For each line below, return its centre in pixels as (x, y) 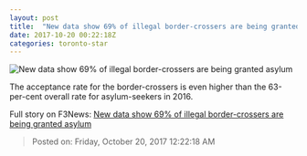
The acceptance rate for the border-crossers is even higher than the (138, 87)
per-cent (26, 97)
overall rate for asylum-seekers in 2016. (119, 97)
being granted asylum (51, 124)
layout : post (34, 18)
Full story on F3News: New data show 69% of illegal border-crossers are (147, 114)
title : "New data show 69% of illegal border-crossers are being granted (155, 26)
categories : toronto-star (58, 43)
